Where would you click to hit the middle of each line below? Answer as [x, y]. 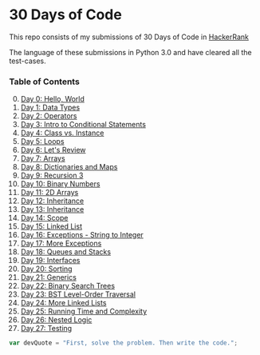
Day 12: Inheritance [52, 201]
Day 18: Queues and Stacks [65, 252]
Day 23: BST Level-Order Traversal [78, 294]
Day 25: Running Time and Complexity [84, 311]
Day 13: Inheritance [52, 209]
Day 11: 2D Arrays [49, 193]
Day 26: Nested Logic [56, 320]
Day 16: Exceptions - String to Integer [82, 235]
